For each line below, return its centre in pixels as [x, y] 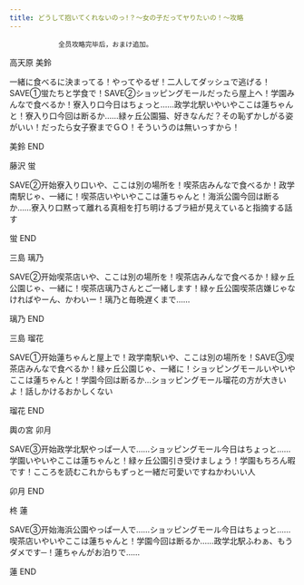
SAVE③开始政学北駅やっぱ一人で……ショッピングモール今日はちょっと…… [150, 449]
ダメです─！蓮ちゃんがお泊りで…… [75, 552]
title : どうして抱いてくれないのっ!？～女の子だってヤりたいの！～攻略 [127, 18]
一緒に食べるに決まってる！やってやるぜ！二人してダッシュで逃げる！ [140, 82]
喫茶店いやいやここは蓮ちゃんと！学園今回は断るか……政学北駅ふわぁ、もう [151, 541]
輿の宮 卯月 [30, 429]
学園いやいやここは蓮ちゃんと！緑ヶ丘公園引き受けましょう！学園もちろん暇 [152, 460]
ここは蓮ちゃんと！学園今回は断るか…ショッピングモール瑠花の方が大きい [148, 380]
